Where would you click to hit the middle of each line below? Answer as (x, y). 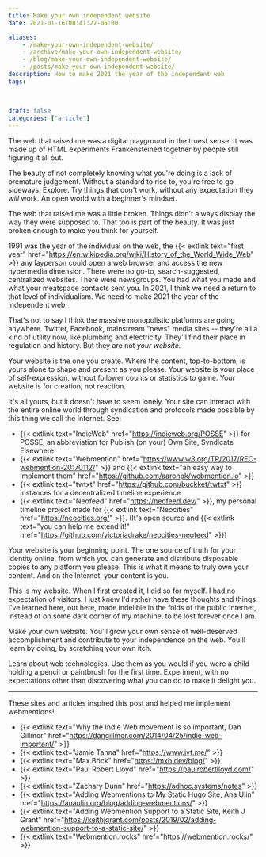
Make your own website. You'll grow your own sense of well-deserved (123, 631)
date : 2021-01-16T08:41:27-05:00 (63, 23)
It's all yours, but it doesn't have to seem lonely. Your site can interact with (129, 402)
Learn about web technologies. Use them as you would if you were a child (129, 664)
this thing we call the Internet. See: (65, 418)
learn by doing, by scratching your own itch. (80, 648)
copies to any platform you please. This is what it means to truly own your (129, 567)
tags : (17, 81)
